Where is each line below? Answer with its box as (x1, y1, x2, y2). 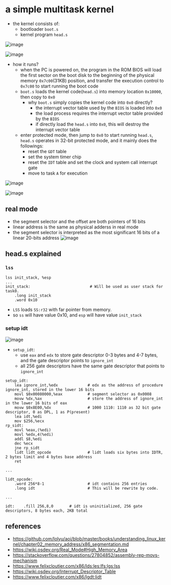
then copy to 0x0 (20, 94, 55, 100)
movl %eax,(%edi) (14, 427, 52, 432)
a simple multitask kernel (5, 4, 114, 15)
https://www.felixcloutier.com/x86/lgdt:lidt (12, 574, 102, 580)
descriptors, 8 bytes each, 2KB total (5, 508, 88, 513)
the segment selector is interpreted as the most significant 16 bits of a (12, 229, 160, 235)
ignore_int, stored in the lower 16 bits (5, 387, 95, 392)
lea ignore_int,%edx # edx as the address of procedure (14, 383, 163, 388)
